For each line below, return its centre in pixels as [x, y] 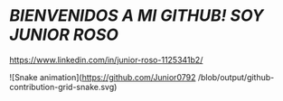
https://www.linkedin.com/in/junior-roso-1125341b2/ [106, 60]
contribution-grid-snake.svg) [63, 87]
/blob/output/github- [236, 77]
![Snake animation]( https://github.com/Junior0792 [103, 77]
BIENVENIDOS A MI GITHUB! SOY [137, 16]
